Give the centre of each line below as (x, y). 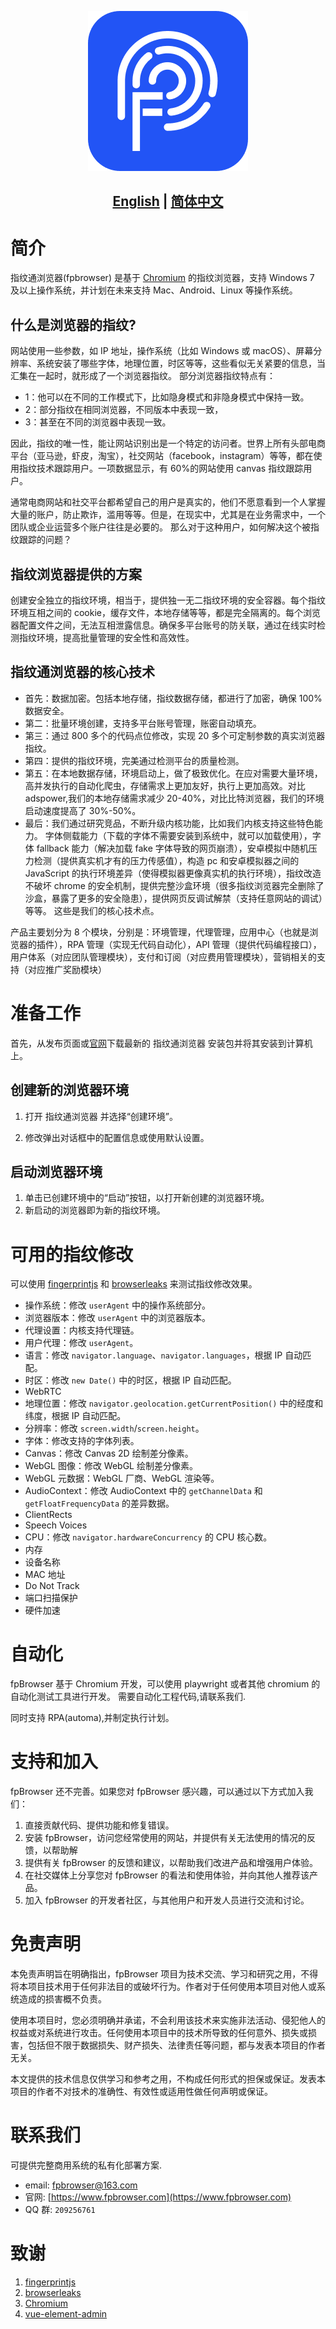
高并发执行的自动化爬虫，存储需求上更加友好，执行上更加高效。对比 (165, 785)
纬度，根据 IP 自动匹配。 (75, 1416)
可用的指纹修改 (72, 1254)
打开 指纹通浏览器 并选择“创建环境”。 (101, 1116)
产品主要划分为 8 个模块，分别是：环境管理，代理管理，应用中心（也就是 (160, 932)
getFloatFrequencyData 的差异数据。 (99, 1503)
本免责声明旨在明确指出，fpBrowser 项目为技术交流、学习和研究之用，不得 (164, 1974)
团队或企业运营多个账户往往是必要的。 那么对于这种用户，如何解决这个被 (160, 527)
